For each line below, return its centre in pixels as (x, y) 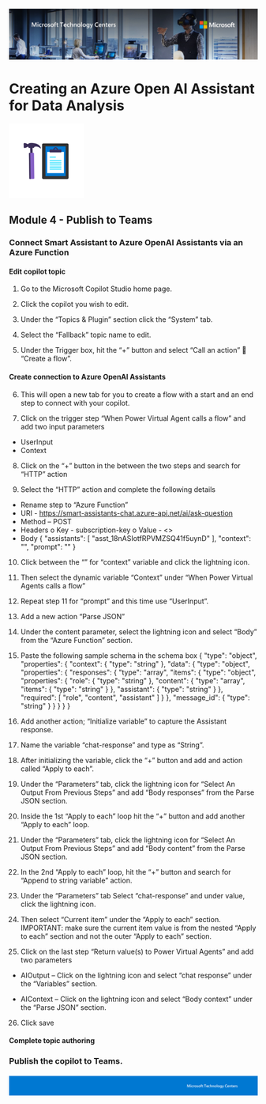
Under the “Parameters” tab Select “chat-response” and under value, (133, 895)
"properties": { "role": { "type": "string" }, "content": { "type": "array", (133, 680)
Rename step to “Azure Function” (74, 505)
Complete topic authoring (52, 1041)
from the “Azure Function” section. (77, 640)
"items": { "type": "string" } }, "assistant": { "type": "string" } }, (122, 689)
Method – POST (46, 521)
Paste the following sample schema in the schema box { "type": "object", (139, 655)
